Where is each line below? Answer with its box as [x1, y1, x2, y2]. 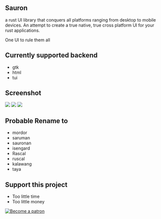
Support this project [5, 180, 68, 189]
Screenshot [5, 89, 42, 97]
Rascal [12, 151, 26, 157]
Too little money [12, 199, 45, 205]
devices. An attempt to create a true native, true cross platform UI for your [5, 22, 155, 28]
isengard [12, 145, 30, 151]
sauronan [12, 140, 32, 146]
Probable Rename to [5, 116, 68, 125]
